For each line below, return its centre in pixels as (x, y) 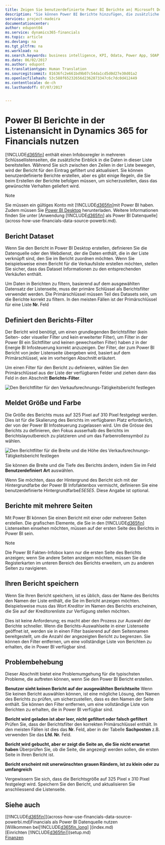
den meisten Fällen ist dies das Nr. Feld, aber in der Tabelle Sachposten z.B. (82, 729)
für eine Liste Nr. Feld (27, 305)
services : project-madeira (33, 19)
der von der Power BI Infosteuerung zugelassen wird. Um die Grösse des (79, 425)
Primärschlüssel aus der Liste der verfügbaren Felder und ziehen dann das (81, 373)
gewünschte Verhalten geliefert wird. (42, 186)
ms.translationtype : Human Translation (46, 69)
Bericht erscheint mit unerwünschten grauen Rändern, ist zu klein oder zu (82, 764)
